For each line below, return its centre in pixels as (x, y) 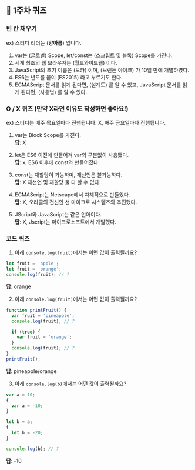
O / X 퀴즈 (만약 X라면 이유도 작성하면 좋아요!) (67, 109)
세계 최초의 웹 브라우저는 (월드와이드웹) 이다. (66, 62)
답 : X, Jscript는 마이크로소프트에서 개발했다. (65, 222)
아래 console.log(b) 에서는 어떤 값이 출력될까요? (70, 384)
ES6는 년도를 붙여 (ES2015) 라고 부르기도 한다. (68, 77)
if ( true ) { (26, 332)
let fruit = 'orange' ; (34, 269)
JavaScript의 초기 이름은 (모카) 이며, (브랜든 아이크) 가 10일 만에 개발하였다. (102, 70)
